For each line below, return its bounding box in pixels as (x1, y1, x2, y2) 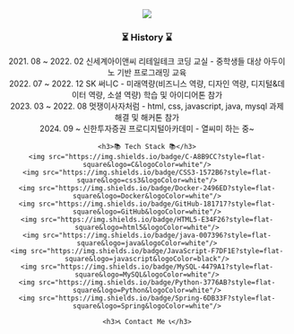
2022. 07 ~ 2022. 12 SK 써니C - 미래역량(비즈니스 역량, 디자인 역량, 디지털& (9, 78, 279, 89)
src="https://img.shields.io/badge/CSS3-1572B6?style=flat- (42, 168, 272, 178)
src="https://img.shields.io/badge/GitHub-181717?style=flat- (38, 199, 276, 209)
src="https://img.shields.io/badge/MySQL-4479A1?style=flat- (40, 262, 274, 272)
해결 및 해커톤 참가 (114, 112, 180, 123)
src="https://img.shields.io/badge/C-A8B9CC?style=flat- (48, 153, 266, 162)
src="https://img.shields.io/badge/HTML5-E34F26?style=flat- (40, 215, 274, 224)
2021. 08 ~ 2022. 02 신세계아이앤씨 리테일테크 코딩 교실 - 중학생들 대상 (8, 56, 263, 66)
